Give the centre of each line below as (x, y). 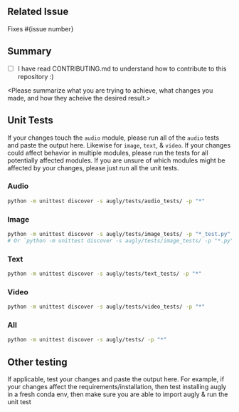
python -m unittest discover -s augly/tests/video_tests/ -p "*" (106, 307)
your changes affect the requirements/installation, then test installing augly (117, 387)
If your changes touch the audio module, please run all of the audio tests (113, 138)
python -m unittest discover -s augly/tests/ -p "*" (87, 340)
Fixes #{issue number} (41, 29)
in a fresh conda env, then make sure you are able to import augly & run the (118, 394)
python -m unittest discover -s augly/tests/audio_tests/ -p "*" (106, 201)
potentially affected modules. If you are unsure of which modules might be (116, 160)
